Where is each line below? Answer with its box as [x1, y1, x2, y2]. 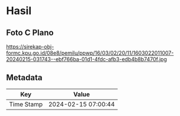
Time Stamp [9, 100, 43, 108]
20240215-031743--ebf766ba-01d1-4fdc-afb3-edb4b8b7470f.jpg [6, 56, 167, 62]
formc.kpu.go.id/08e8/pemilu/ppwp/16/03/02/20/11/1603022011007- [6, 49, 174, 57]
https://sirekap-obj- [6, 43, 54, 50]
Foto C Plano [6, 28, 54, 38]
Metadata [6, 72, 43, 83]
